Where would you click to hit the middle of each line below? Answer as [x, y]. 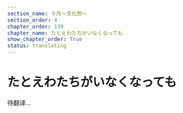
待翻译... [19, 103]
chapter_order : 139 [35, 26]
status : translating [37, 46]
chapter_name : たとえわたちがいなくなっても [65, 33]
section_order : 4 [32, 20]
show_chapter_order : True [45, 40]
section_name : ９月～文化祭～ [47, 14]
